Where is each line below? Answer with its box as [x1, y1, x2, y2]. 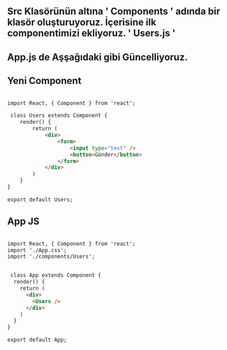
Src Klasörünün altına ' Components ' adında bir [7, 6, 221, 17]
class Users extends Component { [10, 112, 108, 119]
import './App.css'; [7, 247, 68, 254]
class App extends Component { [10, 272, 101, 279]
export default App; [7, 337, 68, 344]
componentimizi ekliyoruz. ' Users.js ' [7, 27, 176, 39]
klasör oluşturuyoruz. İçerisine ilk [7, 17, 156, 29]
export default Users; [7, 196, 73, 203]
